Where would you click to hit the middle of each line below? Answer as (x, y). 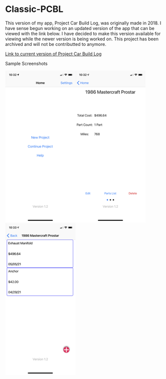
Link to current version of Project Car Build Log (54, 54)
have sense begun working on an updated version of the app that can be (80, 28)
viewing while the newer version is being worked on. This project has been (82, 39)
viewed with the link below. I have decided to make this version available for (83, 33)
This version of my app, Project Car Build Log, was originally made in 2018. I (83, 23)
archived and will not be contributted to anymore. (56, 44)
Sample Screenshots (26, 63)
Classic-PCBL (34, 9)
